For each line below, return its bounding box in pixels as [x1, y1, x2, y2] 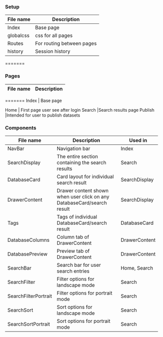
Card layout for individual [56, 173, 114, 180]
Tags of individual [56, 213, 98, 220]
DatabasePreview [7, 250, 48, 257]
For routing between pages [35, 40, 97, 47]
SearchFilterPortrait [7, 293, 52, 299]
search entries [56, 267, 90, 274]
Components [5, 124, 36, 131]
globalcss [7, 32, 30, 39]
